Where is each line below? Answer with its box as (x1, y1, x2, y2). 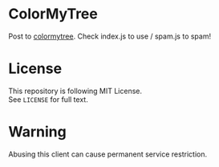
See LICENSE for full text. (8, 94, 88, 104)
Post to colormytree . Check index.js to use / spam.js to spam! (8, 31, 211, 41)
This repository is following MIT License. (8, 86, 143, 96)
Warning (8, 123, 67, 141)
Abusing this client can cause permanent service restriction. (8, 149, 207, 159)
